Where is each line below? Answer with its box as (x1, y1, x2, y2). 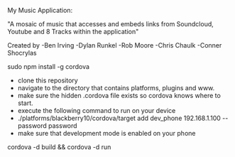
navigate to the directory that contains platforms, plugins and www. (17, 84, 215, 92)
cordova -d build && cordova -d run (7, 143, 111, 151)
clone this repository (17, 76, 78, 85)
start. (17, 99, 33, 107)
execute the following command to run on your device (17, 107, 176, 114)
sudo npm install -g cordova (7, 63, 90, 70)
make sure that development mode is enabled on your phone (17, 129, 196, 137)
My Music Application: (7, 6, 73, 14)
